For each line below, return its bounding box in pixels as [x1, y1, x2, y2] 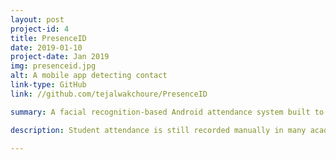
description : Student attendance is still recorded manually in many [10, 125, 307, 135]
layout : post [10, 14, 65, 25]
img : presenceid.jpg [10, 61, 97, 71]
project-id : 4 [10, 24, 70, 34]
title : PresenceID [10, 33, 87, 43]
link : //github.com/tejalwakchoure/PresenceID [10, 89, 208, 99]
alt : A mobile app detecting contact [10, 71, 168, 81]
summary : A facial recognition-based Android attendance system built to [10, 107, 325, 117]
